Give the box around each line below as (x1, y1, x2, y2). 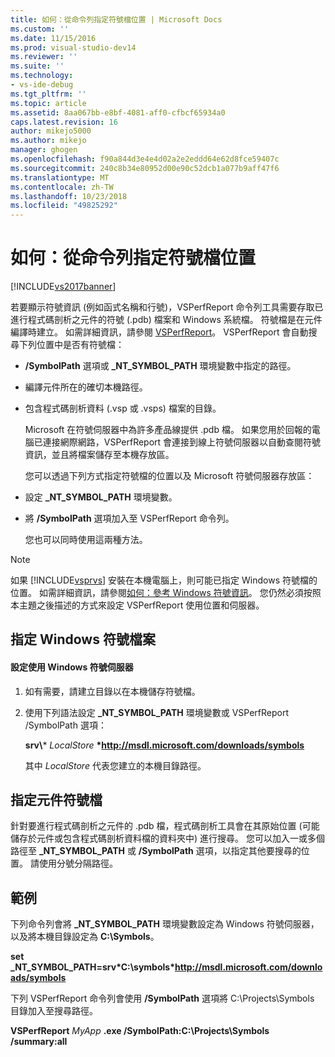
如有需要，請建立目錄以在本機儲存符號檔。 (24, 685, 201, 697)
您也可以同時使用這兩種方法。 (24, 534, 148, 546)
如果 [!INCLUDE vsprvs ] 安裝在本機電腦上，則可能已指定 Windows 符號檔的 (10, 574, 318, 586)
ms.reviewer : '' (10, 52, 78, 62)
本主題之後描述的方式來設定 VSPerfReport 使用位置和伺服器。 (10, 599, 265, 611)
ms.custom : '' (10, 24, 70, 34)
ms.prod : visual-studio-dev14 (10, 42, 137, 53)
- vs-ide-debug (10, 80, 74, 90)
